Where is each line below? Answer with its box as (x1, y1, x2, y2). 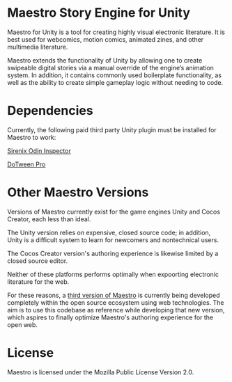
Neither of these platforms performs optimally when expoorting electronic (7, 270, 219, 278)
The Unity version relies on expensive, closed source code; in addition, (7, 228, 211, 237)
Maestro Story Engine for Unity (7, 5, 190, 21)
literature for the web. (7, 277, 70, 286)
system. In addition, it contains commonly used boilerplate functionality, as (7, 71, 222, 79)
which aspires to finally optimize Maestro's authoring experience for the (7, 313, 214, 321)
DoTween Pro (7, 160, 46, 168)
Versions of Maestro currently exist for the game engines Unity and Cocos (7, 207, 221, 216)
